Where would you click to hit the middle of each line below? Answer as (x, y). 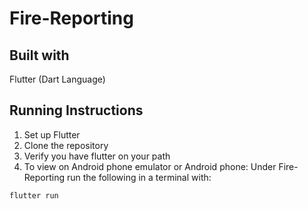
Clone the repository (66, 145)
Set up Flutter (52, 134)
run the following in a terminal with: (139, 177)
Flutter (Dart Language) (57, 79)
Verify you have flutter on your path (97, 156)
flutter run (34, 195)
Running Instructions (76, 110)
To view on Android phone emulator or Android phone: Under (150, 166)
